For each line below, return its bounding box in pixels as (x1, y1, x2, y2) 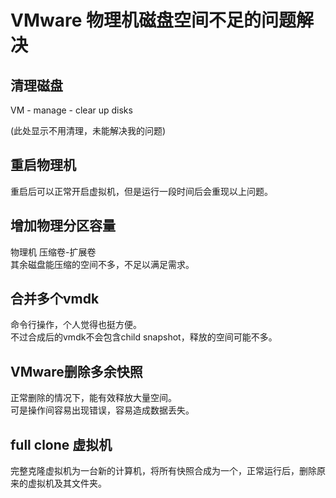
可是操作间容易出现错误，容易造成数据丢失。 (10, 404, 195, 416)
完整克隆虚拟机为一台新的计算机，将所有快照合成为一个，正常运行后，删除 (10, 465, 317, 477)
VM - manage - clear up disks (10, 104, 133, 116)
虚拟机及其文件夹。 (27, 477, 107, 490)
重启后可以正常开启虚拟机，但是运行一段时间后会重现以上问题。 (10, 185, 273, 197)
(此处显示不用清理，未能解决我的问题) (10, 125, 167, 136)
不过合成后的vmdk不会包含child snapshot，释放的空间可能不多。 (10, 331, 278, 343)
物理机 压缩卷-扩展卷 (10, 246, 97, 258)
